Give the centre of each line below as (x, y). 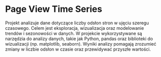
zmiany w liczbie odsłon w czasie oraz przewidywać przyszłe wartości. (78, 49)
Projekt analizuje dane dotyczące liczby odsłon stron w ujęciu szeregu (77, 23)
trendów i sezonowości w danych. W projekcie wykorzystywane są (74, 33)
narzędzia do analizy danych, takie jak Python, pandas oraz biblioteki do (79, 39)
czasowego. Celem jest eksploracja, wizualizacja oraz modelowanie (75, 28)
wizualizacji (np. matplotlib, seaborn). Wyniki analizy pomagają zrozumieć (81, 44)
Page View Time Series (54, 9)
